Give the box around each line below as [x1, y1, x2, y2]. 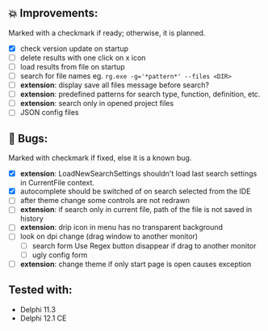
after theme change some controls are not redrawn [19, 196, 190, 206]
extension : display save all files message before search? [19, 80, 210, 90]
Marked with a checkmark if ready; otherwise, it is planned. [8, 28, 206, 37]
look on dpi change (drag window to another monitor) [19, 231, 199, 241]
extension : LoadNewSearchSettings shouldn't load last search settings [19, 169, 258, 179]
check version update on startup [19, 44, 129, 53]
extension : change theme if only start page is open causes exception [19, 259, 252, 269]
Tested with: [8, 283, 73, 297]
